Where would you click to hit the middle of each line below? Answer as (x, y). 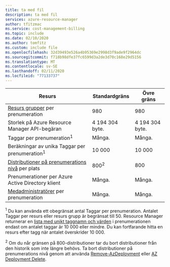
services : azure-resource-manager (42, 19)
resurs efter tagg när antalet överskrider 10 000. (55, 232)
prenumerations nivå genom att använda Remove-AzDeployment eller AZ (81, 253)
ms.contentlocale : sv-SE (31, 66)
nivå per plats (24, 168)
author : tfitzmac (24, 24)
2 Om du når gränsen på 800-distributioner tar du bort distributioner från (81, 242)
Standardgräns (111, 96)
